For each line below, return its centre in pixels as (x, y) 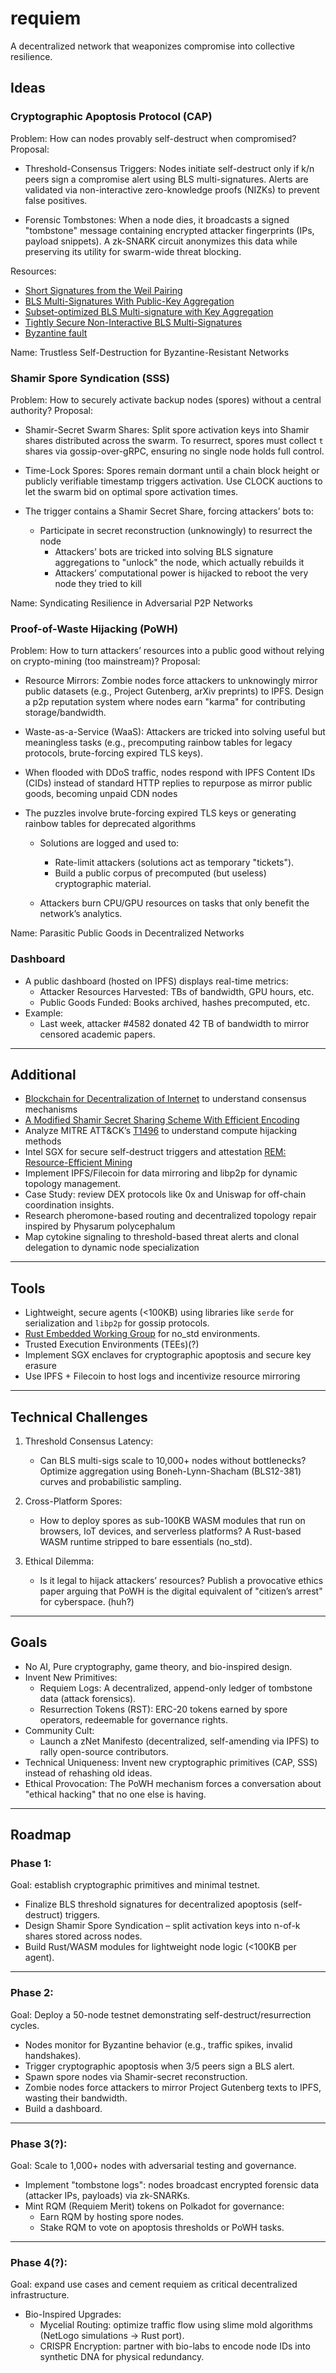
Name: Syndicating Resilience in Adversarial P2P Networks (131, 603)
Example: (44, 1013)
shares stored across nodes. (83, 1936)
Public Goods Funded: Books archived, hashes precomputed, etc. (175, 1002)
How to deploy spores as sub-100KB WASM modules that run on (172, 1520)
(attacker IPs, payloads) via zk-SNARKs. (107, 2196)
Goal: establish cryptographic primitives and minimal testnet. (135, 1885)
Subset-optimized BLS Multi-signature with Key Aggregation (149, 311)
